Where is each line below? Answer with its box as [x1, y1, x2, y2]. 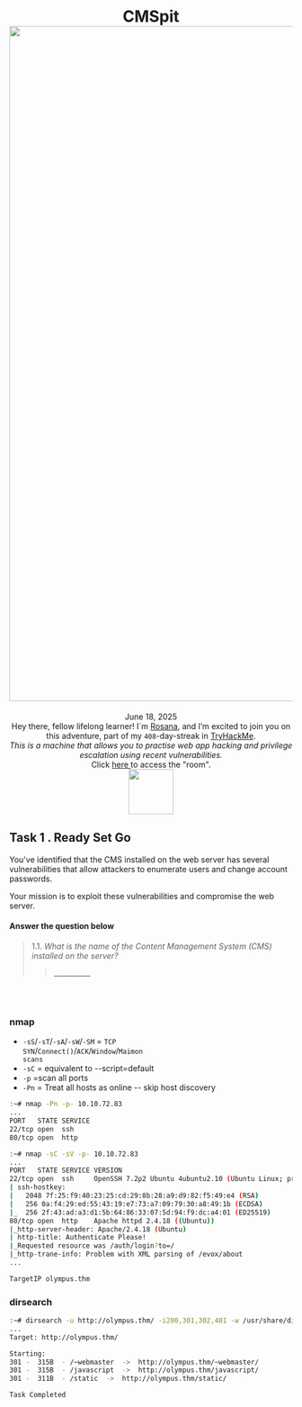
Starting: [9, 1348, 47, 1358]
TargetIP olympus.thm [9, 1274, 91, 1284]
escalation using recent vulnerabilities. [79, 749, 223, 760]
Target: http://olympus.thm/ [9, 1332, 119, 1342]
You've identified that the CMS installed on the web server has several [9, 853, 270, 865]
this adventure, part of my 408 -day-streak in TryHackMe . [46, 730, 256, 741]
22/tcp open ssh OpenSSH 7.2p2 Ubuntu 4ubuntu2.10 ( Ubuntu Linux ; [9, 1175, 283, 1184]
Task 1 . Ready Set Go [9, 830, 132, 845]
